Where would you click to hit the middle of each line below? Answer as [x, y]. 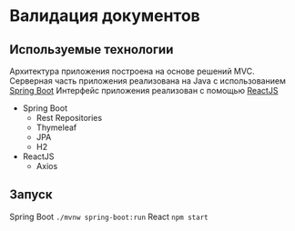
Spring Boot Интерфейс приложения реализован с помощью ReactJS [144, 90]
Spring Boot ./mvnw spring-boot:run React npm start [109, 216]
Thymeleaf [56, 127]
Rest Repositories [69, 118]
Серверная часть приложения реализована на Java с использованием [148, 81]
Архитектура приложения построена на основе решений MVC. [132, 71]
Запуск [31, 195]
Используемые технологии [92, 50]
